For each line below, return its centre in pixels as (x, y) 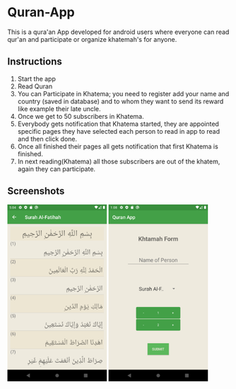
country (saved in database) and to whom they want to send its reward (120, 101)
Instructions (35, 62)
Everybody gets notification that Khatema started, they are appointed (118, 124)
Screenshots (36, 191)
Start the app (37, 79)
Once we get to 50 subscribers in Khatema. (81, 116)
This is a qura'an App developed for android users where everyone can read (118, 32)
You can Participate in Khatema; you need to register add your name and (123, 93)
